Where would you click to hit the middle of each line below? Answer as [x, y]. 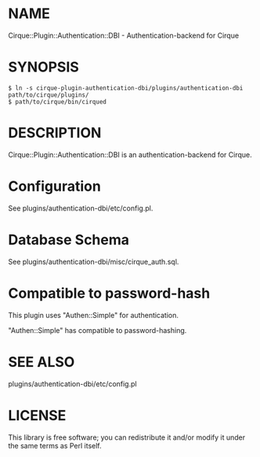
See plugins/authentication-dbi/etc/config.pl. [81, 208]
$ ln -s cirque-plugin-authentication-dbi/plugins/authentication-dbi [126, 88]
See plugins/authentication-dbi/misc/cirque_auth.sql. [94, 261]
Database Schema [69, 239]
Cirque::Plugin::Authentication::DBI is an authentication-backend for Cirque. [130, 155]
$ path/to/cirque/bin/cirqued [58, 102]
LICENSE [37, 415]
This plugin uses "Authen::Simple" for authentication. [93, 315]
